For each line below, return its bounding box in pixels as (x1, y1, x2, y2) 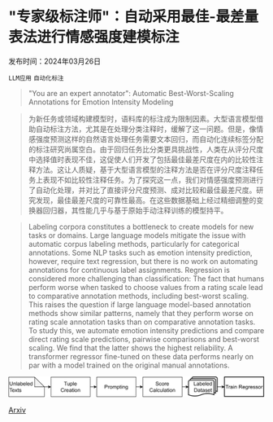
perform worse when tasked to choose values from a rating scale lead (28, 282, 263, 292)
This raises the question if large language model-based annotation (28, 299, 252, 310)
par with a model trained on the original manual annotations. (28, 360, 230, 370)
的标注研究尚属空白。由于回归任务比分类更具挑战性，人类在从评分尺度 (28, 144, 264, 154)
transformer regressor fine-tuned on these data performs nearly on (28, 351, 254, 361)
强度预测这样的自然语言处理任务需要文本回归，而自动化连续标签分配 (35, 134, 264, 143)
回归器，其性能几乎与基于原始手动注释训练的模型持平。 (42, 205, 228, 215)
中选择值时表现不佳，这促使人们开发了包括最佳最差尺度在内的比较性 (28, 154, 257, 164)
